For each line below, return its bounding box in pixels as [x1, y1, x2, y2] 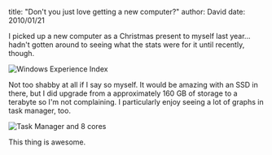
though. [8, 49, 35, 58]
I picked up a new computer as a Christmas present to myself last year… [8, 32, 251, 41]
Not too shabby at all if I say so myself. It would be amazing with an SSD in [8, 80, 259, 89]
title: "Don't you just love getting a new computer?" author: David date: [8, 7, 246, 16]
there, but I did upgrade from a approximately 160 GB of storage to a [8, 88, 238, 98]
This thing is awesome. [8, 137, 86, 147]
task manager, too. [8, 105, 72, 115]
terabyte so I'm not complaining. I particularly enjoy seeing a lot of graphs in [8, 97, 264, 106]
